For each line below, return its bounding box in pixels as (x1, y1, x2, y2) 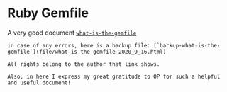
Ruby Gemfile (7, 5, 89, 21)
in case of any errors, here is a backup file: (7, 42, 151, 49)
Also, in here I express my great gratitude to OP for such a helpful (7, 73, 221, 80)
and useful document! (7, 79, 72, 86)
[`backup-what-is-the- (153, 42, 221, 49)
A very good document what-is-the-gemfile (7, 28, 137, 37)
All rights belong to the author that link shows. (7, 60, 160, 68)
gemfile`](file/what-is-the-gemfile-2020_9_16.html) (7, 48, 167, 55)
